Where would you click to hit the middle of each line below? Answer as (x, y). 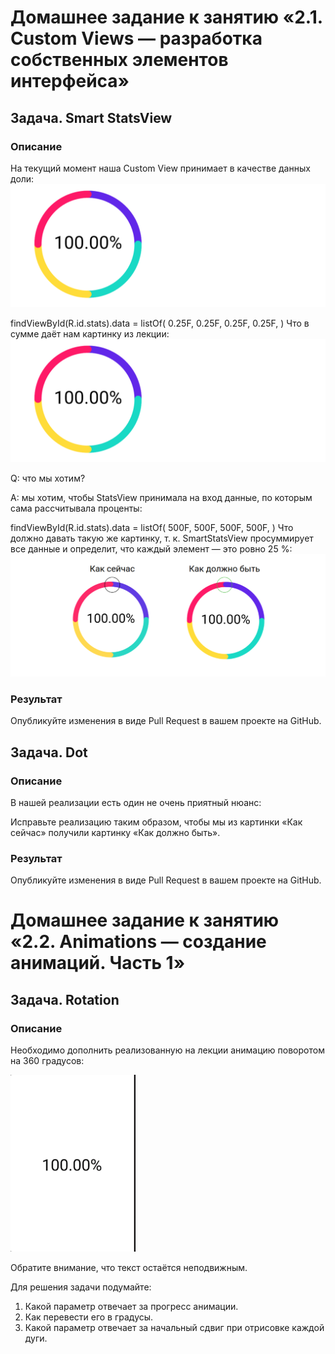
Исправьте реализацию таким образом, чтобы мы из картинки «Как (156, 822)
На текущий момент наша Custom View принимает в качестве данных (160, 168)
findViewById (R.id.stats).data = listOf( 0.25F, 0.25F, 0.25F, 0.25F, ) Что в (160, 323)
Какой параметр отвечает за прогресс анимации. (131, 1307)
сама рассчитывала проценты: (76, 508)
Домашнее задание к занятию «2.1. (166, 17)
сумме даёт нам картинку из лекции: (90, 333)
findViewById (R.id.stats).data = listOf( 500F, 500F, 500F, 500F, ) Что (152, 527)
